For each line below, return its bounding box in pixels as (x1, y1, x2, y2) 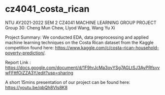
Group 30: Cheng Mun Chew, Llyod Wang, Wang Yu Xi (5, 24, 116, 30)
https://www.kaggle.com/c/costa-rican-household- (55, 45, 159, 50)
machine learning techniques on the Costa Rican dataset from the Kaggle (5, 39, 154, 45)
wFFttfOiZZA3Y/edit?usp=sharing (5, 70, 74, 75)
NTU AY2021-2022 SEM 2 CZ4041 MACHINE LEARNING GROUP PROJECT (5, 20, 157, 25)
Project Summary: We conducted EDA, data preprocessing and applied (5, 34, 149, 40)
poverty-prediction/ (5, 50, 45, 56)
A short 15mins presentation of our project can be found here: (5, 79, 131, 85)
